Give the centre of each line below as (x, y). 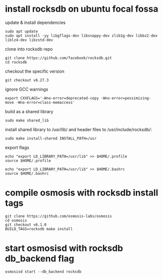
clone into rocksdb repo (29, 49)
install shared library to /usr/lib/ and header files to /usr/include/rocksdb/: (79, 129)
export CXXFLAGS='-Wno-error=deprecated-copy (52, 98)
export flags (17, 147)
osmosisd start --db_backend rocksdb (43, 272)
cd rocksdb (16, 62)
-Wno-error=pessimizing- (126, 98)
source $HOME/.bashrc (27, 173)
